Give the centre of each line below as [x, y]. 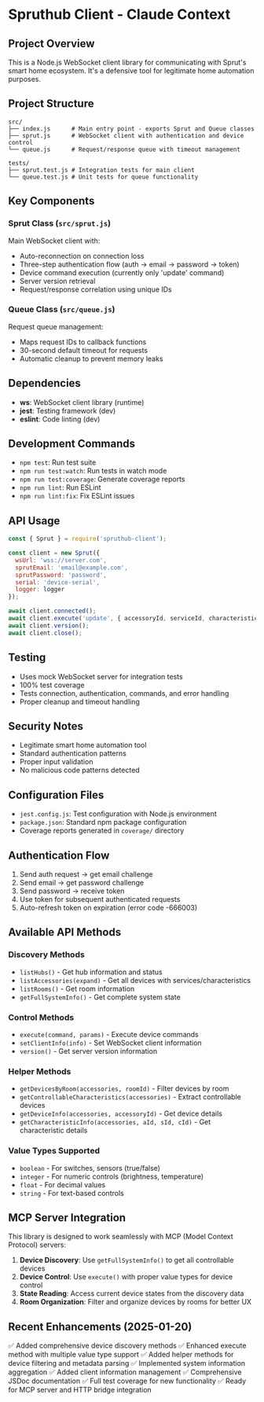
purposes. [25, 79]
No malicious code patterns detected [79, 770]
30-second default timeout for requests [83, 350]
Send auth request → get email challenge [86, 874]
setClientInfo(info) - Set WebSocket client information [110, 1043]
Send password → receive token [72, 891]
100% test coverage [52, 685]
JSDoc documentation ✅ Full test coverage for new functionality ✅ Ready [127, 1381]
